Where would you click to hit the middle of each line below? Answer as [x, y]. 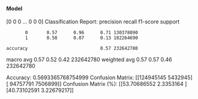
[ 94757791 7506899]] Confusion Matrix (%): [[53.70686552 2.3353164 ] [97, 84]
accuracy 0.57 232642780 [72, 49]
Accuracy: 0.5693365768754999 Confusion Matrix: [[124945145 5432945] [100, 77]
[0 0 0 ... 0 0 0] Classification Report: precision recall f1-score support [93, 22]
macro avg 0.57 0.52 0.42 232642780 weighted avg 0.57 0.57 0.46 [89, 59]
